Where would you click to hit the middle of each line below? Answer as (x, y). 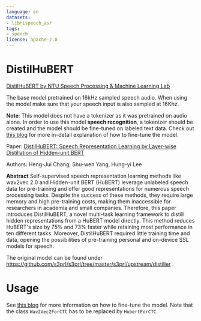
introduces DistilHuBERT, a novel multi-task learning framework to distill (95, 214)
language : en (22, 12)
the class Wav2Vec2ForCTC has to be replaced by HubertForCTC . (82, 311)
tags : (13, 28)
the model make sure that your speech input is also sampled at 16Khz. (93, 104)
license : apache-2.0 (32, 40)
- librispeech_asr (29, 23)
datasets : (19, 17)
